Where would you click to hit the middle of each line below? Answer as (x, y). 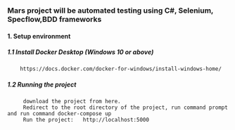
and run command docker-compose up (59, 114)
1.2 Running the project (42, 85)
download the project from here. (72, 102)
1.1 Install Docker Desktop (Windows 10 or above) (81, 52)
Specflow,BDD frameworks (55, 19)
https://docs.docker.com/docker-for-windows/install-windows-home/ (121, 69)
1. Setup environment (39, 36)
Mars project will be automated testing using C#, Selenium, (110, 11)
